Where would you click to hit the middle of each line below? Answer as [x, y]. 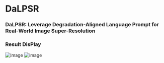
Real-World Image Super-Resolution [50, 31]
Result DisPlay [23, 44]
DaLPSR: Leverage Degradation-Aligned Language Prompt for [82, 25]
